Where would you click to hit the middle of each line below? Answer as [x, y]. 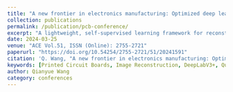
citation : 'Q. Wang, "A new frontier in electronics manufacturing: [108, 59]
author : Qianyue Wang [38, 71]
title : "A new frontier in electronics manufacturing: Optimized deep [111, 13]
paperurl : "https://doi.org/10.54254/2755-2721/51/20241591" [97, 53]
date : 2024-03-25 [32, 39]
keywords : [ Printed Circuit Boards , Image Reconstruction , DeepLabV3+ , [113, 65]
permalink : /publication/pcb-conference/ [68, 26]
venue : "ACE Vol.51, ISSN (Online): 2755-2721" [77, 46]
